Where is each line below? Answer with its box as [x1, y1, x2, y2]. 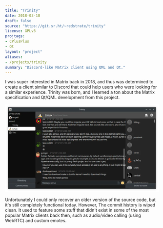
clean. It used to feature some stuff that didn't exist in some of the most [5, 207, 149, 213]
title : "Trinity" [5, 8, 41, 13]
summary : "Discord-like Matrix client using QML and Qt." [5, 65, 125, 70]
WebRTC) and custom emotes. [5, 218, 67, 224]
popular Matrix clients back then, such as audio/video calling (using [5, 212, 142, 218]
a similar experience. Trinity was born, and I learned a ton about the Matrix [5, 89, 155, 95]
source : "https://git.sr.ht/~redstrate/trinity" [5, 24, 106, 28]
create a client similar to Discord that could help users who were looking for [5, 84, 157, 90]
